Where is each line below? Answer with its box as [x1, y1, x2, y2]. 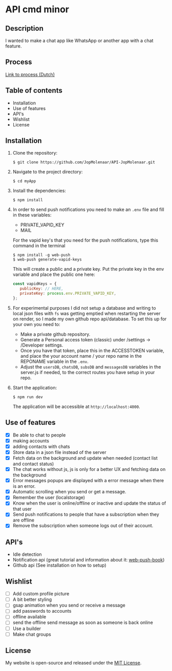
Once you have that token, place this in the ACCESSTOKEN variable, [20, 347, 165, 354]
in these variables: [12, 212, 52, 218]
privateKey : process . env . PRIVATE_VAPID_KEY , [19, 291, 117, 296]
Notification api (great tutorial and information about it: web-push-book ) [12, 557, 165, 563]
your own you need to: [12, 321, 60, 327]
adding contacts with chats [12, 443, 70, 449]
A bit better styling [12, 596, 52, 602]
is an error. [12, 483, 36, 489]
